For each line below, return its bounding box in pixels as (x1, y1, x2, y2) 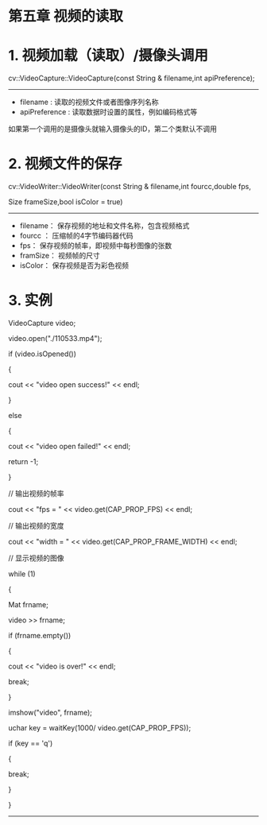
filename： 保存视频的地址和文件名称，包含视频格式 (19, 221, 190, 230)
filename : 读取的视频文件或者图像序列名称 (19, 97, 159, 107)
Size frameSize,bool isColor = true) (8, 197, 123, 207)
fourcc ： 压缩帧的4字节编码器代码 (19, 231, 133, 241)
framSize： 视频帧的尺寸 (19, 251, 101, 261)
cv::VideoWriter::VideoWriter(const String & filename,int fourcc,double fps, (8, 182, 252, 192)
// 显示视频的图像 (8, 553, 65, 563)
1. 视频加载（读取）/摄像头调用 (8, 47, 209, 64)
